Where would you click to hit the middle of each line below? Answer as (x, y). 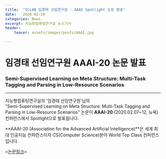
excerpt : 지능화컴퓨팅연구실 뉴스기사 (38, 23)
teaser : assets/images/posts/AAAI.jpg (54, 33)
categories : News (23, 19)
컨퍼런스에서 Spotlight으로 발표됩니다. (42, 119)
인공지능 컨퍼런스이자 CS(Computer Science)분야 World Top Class (76, 135)
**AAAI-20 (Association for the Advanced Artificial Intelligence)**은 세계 (79, 129)
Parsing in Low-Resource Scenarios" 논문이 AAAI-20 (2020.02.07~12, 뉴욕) (82, 112)
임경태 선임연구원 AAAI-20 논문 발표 (76, 63)
